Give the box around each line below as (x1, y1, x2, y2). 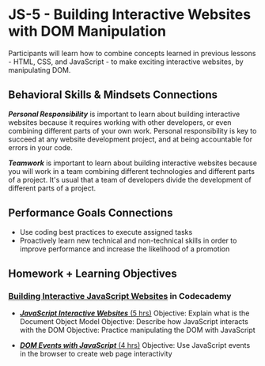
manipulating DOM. (8, 65, 71, 74)
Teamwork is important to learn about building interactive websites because (8, 158, 257, 168)
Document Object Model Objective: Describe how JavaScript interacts (19, 317, 249, 326)
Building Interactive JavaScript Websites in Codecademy (8, 290, 232, 301)
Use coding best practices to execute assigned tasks (19, 227, 193, 236)
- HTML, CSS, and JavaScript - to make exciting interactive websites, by (8, 57, 244, 66)
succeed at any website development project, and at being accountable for (8, 134, 253, 144)
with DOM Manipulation (8, 22, 167, 40)
